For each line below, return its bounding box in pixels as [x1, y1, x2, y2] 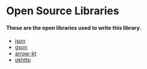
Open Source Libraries [6, 4, 120, 18]
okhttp [14, 57, 31, 64]
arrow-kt [14, 50, 37, 57]
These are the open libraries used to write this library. [6, 24, 142, 31]
